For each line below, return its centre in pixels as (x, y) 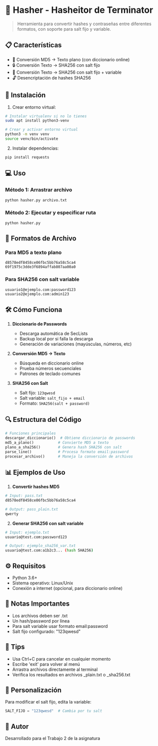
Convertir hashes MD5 (36, 487)
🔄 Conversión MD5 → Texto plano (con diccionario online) (71, 59)
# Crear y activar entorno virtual (42, 130)
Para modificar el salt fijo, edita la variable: (48, 702)
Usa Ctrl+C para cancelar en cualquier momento (61, 659)
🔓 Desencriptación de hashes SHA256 (51, 78)
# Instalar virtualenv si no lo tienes (46, 116)
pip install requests (27, 157)
